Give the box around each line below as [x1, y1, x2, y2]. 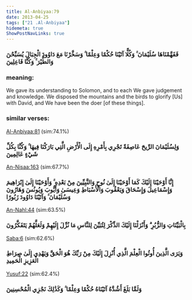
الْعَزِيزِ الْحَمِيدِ [6, 257, 38, 265]
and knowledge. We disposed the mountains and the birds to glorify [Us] [6, 93, 183, 101]
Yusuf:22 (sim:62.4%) [6, 270, 60, 277]
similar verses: [6, 114, 50, 122]
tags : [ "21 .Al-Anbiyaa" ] [6, 20, 70, 25]
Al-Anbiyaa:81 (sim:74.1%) [6, 128, 70, 135]
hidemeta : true [6, 25, 44, 31]
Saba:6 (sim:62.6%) [6, 234, 55, 241]
